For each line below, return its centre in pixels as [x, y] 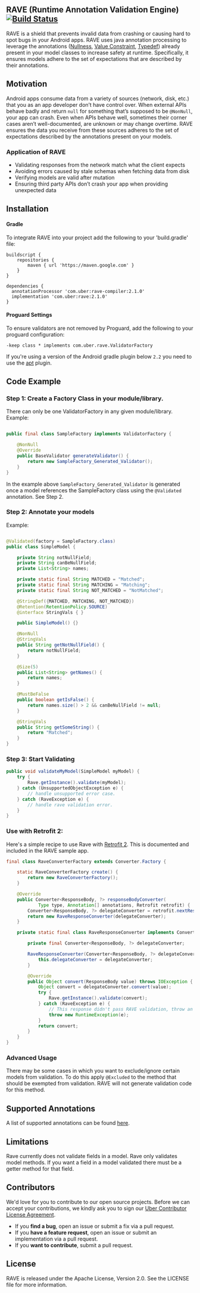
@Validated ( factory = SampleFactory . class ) [61, 541]
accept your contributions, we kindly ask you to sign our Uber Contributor [96, 1208]
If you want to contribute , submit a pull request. [74, 1245]
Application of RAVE [36, 152]
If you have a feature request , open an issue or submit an [86, 1232]
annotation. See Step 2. [35, 496]
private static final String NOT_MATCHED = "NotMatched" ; [90, 590]
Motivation [27, 84]
